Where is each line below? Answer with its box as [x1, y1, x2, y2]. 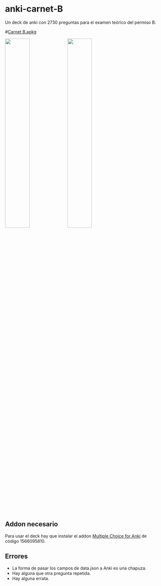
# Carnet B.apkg [5, 29, 36, 34]
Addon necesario [5, 520, 58, 528]
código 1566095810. [5, 538, 46, 544]
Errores [5, 552, 28, 561]
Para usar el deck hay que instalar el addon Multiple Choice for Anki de [5, 533, 147, 539]
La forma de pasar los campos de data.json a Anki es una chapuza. [12, 565, 146, 571]
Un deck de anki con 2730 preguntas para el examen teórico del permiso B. [5, 19, 156, 25]
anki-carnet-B [5, 3, 63, 15]
